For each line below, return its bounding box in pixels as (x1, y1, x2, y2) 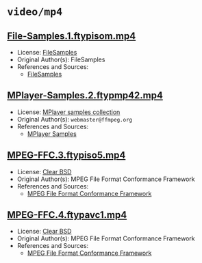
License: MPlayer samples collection (16, 108, 121, 116)
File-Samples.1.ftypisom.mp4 (7, 30, 136, 42)
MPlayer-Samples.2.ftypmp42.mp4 (7, 89, 163, 101)
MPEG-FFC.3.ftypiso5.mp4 (7, 150, 126, 161)
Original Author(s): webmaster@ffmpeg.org (16, 115, 132, 123)
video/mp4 (7, 5, 63, 18)
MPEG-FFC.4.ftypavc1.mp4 (7, 209, 127, 221)
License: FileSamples (16, 49, 77, 56)
